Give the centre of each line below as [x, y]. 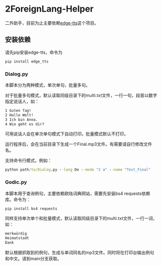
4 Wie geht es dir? [25, 124]
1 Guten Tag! [18, 110]
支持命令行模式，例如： [28, 160]
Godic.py [16, 182]
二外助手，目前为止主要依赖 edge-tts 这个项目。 [52, 23]
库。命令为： [18, 199]
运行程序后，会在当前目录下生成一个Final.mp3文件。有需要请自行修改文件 [79, 144]
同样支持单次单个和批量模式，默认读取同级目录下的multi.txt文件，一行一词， [81, 219]
